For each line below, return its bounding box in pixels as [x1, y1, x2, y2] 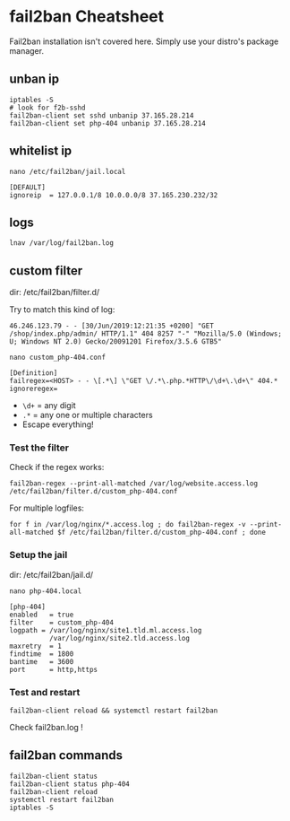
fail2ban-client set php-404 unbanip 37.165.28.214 [9, 118, 206, 127]
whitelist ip [9, 144, 72, 159]
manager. [9, 45, 45, 56]
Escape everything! [21, 419, 94, 430]
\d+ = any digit [21, 400, 76, 411]
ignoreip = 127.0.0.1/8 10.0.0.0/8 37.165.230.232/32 [9, 190, 218, 199]
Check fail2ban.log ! [9, 722, 83, 733]
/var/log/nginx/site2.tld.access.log [48, 633, 191, 642]
